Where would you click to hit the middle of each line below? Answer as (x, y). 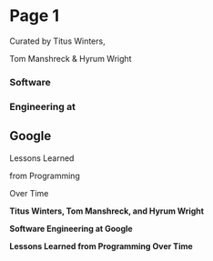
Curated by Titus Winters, (58, 41)
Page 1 (35, 16)
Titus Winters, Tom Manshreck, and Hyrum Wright (107, 211)
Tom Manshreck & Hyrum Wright (71, 58)
